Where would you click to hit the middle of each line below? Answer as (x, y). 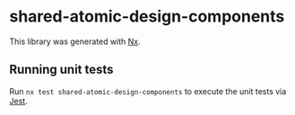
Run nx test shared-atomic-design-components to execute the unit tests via (148, 91)
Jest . (19, 101)
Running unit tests (61, 70)
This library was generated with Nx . (75, 41)
